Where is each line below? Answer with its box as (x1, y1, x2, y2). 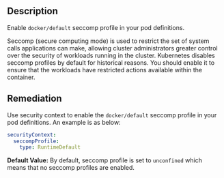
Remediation (7, 93, 63, 104)
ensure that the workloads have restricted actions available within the (7, 65, 203, 74)
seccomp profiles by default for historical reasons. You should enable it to (7, 58, 215, 67)
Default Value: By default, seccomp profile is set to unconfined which (7, 156, 203, 164)
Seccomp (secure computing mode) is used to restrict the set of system (7, 37, 210, 45)
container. (7, 73, 36, 81)
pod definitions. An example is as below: (7, 118, 121, 126)
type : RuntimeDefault (19, 144, 81, 151)
